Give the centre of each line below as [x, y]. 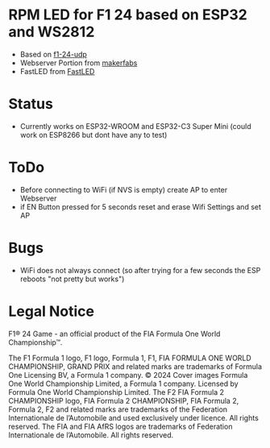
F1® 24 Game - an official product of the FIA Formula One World [114, 334]
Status [31, 104]
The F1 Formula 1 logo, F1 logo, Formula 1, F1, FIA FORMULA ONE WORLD [130, 358]
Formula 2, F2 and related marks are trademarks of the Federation [118, 409]
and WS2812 [52, 32]
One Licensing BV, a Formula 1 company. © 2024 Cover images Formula [128, 375]
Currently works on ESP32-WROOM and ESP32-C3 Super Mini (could [135, 126]
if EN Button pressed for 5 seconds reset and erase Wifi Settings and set [141, 206]
